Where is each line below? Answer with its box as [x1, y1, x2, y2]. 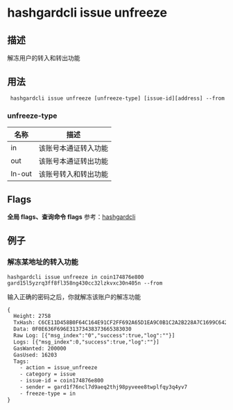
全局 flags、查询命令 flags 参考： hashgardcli [7, 213, 136, 221]
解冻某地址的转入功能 [7, 258, 78, 267]
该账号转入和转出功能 [38, 170, 109, 179]
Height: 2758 [13, 313, 51, 320]
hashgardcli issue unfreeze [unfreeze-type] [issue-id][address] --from [10, 95, 225, 102]
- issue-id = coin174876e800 [19, 377, 104, 384]
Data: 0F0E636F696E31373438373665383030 [13, 326, 132, 333]
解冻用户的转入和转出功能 [7, 54, 80, 62]
